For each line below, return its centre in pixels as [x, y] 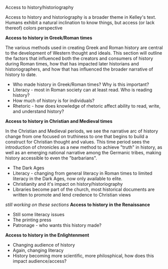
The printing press [32, 220]
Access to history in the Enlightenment [47, 235]
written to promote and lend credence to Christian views [72, 195]
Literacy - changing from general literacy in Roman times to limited [82, 173]
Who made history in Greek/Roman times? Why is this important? [81, 84]
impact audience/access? [40, 261]
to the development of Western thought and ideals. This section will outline [84, 53]
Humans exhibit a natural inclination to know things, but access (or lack [80, 23]
